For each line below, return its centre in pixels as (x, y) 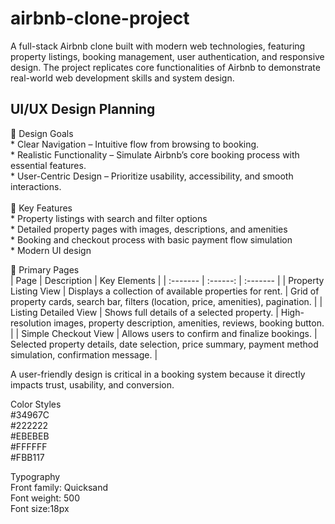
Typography (35, 476)
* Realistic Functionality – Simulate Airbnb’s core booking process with (155, 154)
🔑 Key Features (41, 208)
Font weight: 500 (45, 498)
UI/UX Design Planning (83, 109)
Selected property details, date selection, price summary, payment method (164, 344)
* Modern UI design (51, 250)
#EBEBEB (30, 436)
